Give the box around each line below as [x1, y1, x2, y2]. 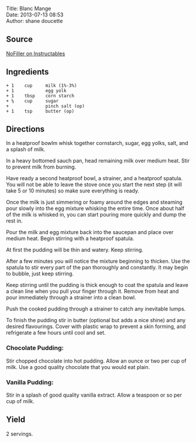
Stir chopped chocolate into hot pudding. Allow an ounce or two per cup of [6, 357, 187, 364]
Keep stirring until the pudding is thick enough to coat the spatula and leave [6, 282, 189, 289]
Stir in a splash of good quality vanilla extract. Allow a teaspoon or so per [6, 391, 183, 398]
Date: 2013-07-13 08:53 [6, 11, 64, 18]
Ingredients [6, 67, 49, 77]
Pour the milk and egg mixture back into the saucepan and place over [6, 229, 174, 236]
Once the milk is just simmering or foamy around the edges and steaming [6, 199, 183, 206]
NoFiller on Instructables [6, 50, 66, 57]
